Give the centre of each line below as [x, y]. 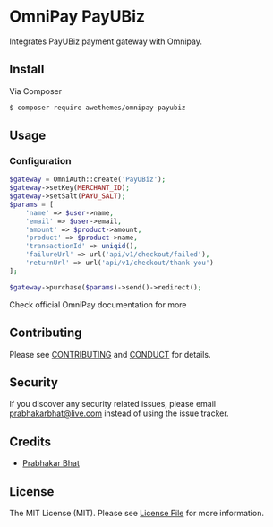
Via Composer [36, 91]
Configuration [40, 160]
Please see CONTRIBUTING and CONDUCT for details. [110, 354]
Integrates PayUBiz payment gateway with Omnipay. [106, 41]
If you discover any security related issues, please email [113, 404]
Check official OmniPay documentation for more [98, 304]
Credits [30, 441]
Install [27, 69]
